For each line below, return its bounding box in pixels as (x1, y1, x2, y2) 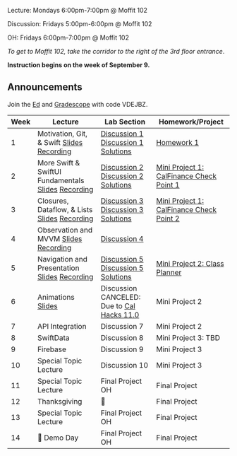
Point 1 (156, 180, 180, 189)
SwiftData (37, 332, 70, 342)
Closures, (37, 196, 69, 206)
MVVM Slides (37, 233, 83, 243)
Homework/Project (158, 117, 224, 127)
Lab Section (104, 117, 146, 127)
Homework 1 (156, 137, 200, 147)
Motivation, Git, (37, 129, 88, 139)
